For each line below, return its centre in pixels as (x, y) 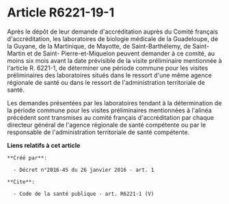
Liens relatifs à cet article (44, 145)
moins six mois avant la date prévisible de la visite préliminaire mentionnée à (114, 60)
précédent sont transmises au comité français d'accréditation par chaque (110, 117)
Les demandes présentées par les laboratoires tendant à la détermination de (114, 103)
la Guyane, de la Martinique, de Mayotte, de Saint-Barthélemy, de (99, 46)
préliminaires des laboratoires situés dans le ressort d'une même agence (109, 75)
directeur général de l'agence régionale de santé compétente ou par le (107, 125)
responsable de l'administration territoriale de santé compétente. (98, 132)
